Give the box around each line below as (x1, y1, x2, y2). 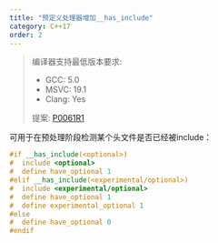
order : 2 (9, 30, 43, 39)
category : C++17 (9, 22, 71, 31)
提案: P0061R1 (31, 113, 84, 124)
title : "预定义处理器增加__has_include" (9, 13, 154, 23)
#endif (9, 227, 35, 236)
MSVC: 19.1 (45, 84, 87, 96)
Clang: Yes (45, 94, 86, 105)
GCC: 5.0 (45, 75, 80, 86)
